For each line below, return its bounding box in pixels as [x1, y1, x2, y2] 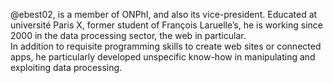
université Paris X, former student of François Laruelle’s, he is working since [10, 19, 323, 31]
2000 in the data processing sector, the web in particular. [10, 30, 247, 41]
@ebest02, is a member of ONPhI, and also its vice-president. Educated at [10, 9, 318, 20]
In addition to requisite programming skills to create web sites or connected [10, 40, 322, 52]
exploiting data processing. [10, 62, 123, 73]
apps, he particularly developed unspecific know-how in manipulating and [10, 51, 316, 63]
